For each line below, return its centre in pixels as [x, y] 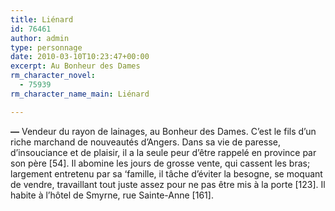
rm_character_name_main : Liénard [80, 94]
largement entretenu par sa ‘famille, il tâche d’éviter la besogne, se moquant [166, 173]
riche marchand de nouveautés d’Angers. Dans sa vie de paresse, [145, 142]
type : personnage [46, 47]
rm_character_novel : [53, 76]
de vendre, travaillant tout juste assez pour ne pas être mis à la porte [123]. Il [168, 184]
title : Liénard [42, 19]
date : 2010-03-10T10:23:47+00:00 [80, 57]
